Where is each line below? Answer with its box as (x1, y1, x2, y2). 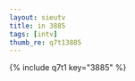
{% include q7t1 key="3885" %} (9, 62, 127, 73)
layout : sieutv (9, 12, 66, 22)
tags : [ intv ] (9, 29, 58, 38)
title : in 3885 (9, 21, 66, 30)
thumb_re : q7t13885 (9, 37, 82, 47)
